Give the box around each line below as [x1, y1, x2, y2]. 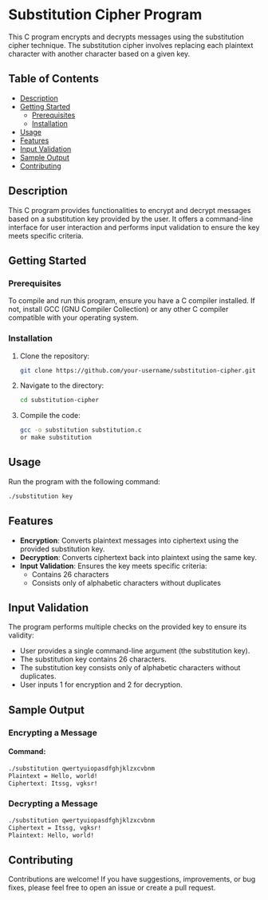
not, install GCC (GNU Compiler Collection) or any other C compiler [8, 305, 229, 314]
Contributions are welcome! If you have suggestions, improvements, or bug [8, 874, 256, 884]
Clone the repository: [19, 351, 90, 361]
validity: [8, 630, 34, 640]
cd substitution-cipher [19, 397, 100, 405]
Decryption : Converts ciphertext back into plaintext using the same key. [19, 552, 257, 562]
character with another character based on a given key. [8, 49, 191, 58]
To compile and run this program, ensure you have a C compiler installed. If [8, 296, 255, 306]
